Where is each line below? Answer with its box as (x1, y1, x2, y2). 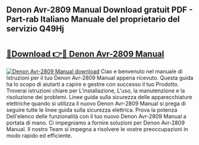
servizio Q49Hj (6, 24, 65, 34)
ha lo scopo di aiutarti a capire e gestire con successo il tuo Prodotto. (6, 81, 180, 88)
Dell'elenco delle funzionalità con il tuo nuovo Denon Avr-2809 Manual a (6, 113, 186, 120)
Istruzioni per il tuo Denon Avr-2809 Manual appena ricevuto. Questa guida (6, 74, 194, 81)
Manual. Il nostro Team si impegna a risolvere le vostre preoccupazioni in (6, 126, 189, 132)
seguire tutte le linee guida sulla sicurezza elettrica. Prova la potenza (6, 106, 177, 114)
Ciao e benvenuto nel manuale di (100, 68, 183, 75)
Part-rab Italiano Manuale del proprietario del (6, 14, 180, 25)
